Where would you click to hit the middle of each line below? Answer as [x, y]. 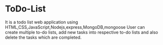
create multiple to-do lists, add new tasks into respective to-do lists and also [81, 32]
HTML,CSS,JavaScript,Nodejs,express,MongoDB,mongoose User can [75, 27]
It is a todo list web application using [42, 22]
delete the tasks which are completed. [43, 37]
